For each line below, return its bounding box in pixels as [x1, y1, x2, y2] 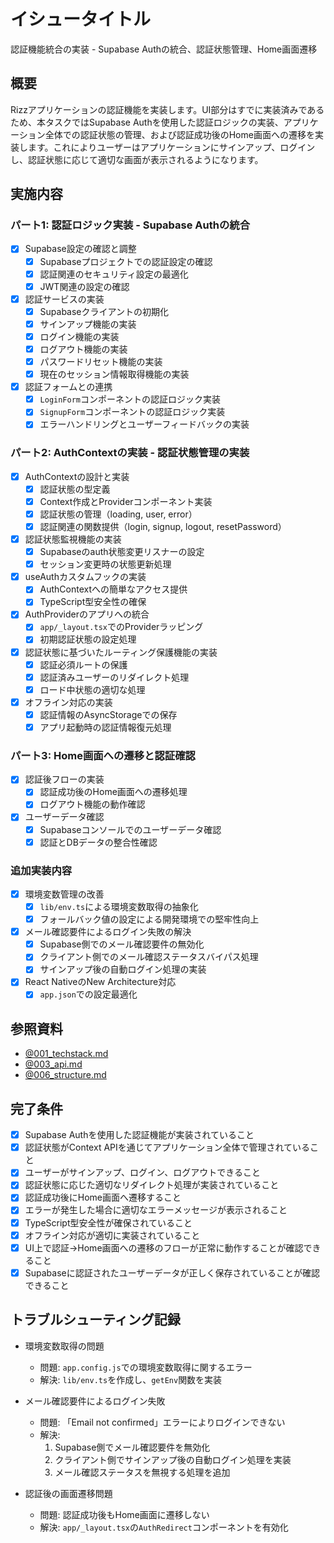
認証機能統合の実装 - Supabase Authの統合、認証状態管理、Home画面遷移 [10, 43, 318, 55]
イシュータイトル [10, 8, 152, 31]
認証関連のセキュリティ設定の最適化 [39, 268, 189, 280]
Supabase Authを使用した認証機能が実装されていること [24, 1129, 255, 1141]
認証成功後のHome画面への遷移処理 [39, 786, 188, 798]
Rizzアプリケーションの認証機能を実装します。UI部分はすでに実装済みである [10, 103, 325, 115]
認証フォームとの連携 [24, 381, 113, 393]
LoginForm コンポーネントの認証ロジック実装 [39, 393, 222, 405]
